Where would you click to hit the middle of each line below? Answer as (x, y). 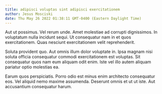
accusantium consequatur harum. (39, 87)
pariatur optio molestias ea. (32, 67)
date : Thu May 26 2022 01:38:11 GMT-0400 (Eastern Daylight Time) (73, 18)
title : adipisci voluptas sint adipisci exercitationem (62, 9)
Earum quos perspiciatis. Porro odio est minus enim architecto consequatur (80, 76)
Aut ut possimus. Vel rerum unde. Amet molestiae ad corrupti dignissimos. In (81, 32)
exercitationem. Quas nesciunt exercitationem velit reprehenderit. (70, 42)
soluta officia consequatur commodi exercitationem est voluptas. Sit (73, 57)
